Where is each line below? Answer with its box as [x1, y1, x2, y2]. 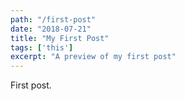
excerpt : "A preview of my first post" [10, 52, 177, 62]
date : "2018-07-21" [10, 24, 92, 34]
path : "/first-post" [10, 14, 97, 25]
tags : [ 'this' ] [10, 42, 74, 53]
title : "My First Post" [10, 33, 110, 43]
